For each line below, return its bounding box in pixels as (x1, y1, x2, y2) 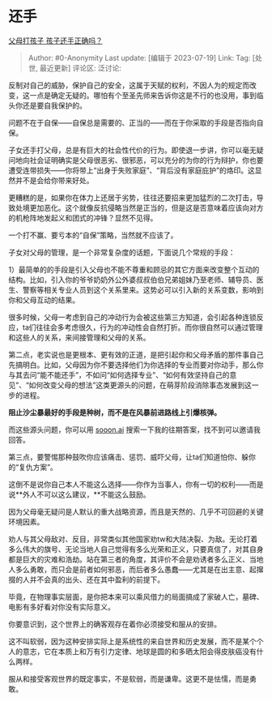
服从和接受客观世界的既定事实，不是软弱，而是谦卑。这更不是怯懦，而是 (8, 673, 249, 683)
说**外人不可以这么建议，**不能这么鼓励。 (8, 489, 151, 499)
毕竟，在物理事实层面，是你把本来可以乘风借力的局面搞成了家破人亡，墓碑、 (8, 592, 264, 601)
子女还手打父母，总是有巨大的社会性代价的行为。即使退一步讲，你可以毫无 (8, 145, 257, 155)
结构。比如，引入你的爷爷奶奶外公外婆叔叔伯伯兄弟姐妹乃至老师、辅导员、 (8, 275, 257, 284)
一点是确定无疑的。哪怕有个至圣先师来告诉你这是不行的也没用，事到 (29, 90, 257, 100)
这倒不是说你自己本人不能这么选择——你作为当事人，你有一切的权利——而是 (8, 479, 264, 489)
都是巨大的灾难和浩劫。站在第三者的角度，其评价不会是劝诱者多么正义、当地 (8, 554, 264, 564)
